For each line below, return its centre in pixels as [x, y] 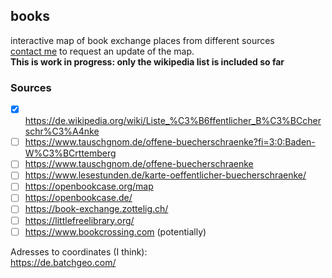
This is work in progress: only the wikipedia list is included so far [147, 61]
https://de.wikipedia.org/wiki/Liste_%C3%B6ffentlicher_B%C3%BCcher [173, 121]
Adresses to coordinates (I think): [79, 251]
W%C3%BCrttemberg [70, 153]
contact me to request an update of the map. [102, 51]
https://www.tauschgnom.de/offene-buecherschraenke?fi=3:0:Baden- [170, 142]
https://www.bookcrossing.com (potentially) [115, 231]
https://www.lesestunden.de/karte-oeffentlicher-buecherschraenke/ [165, 175]
